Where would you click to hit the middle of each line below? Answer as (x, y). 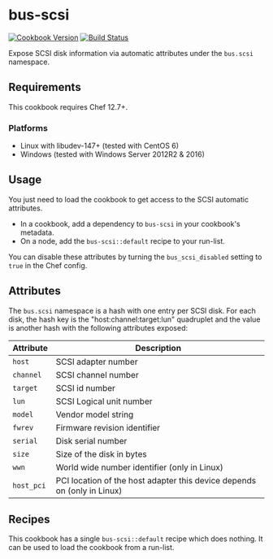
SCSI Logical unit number (104, 401)
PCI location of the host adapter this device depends (156, 480)
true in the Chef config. (48, 265)
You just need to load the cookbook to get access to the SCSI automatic (129, 199)
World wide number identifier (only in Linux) (139, 467)
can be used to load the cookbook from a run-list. (91, 548)
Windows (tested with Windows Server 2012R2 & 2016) (113, 154)
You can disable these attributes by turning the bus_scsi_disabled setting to (135, 257)
